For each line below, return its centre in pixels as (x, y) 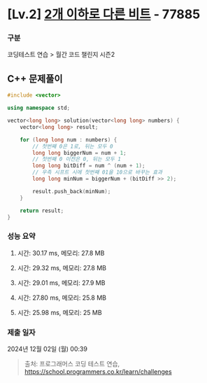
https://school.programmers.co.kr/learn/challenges (98, 372)
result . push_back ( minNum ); (72, 191)
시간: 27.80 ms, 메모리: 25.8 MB (62, 298)
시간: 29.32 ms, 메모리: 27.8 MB (62, 267)
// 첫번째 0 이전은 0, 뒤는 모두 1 (77, 159)
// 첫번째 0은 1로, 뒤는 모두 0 (73, 146)
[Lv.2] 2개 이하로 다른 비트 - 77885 (104, 14)
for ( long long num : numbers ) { (69, 140)
